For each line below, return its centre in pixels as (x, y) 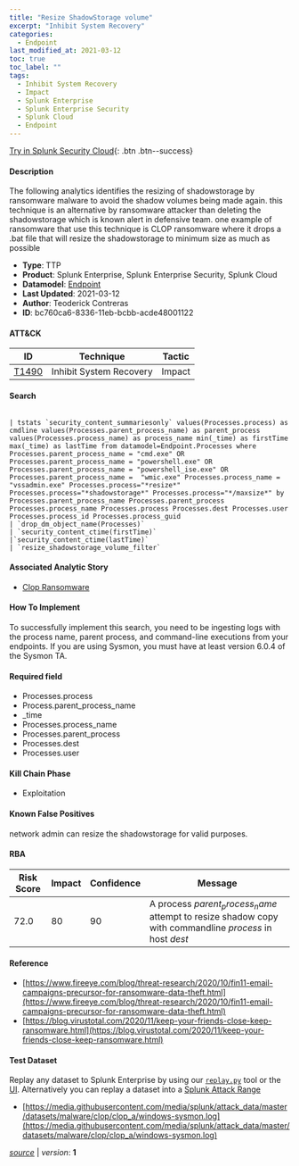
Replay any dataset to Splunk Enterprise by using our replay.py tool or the (145, 1080)
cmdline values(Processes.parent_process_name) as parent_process (135, 430)
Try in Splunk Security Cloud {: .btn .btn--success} (101, 151)
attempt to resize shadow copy (214, 917)
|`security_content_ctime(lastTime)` (79, 540)
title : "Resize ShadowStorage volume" (81, 17)
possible (25, 248)
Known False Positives (52, 814)
